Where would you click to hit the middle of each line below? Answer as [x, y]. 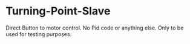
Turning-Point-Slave [58, 11]
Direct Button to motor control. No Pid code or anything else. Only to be [95, 28]
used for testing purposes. [39, 34]
